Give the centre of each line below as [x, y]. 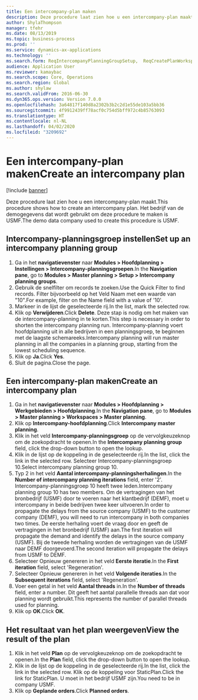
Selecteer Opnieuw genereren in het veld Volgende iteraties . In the [95, 574]
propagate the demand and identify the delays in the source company [99, 536]
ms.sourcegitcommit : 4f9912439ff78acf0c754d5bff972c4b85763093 [85, 110]
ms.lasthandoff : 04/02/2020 [41, 127]
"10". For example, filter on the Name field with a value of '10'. [89, 300]
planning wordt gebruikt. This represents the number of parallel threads [101, 599]
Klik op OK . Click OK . [39, 612]
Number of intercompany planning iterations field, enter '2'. [89, 480]
